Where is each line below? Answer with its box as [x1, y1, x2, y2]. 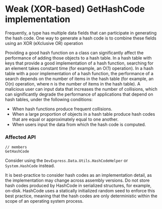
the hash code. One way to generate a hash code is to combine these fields [5, 35, 157, 41]
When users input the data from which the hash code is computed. [12, 121, 146, 127]
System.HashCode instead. [5, 163, 55, 169]
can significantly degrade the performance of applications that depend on [5, 91, 153, 97]
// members [5, 145, 27, 150]
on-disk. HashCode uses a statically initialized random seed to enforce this [5, 188, 155, 194]
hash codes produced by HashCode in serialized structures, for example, [5, 183, 152, 188]
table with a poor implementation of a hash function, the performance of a [5, 70, 154, 76]
